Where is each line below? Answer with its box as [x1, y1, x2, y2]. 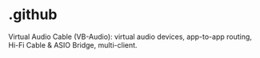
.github [8, 6, 58, 24]
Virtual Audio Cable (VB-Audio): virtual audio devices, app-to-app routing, [8, 32, 252, 41]
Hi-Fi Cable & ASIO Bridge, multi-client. [8, 40, 138, 49]
